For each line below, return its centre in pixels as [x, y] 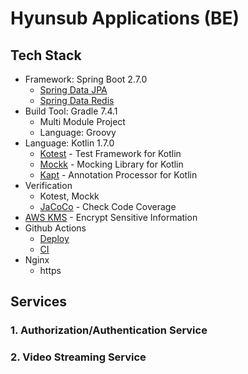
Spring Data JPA [73, 90]
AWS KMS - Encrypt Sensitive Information [111, 217]
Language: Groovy [78, 132]
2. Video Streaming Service [78, 357]
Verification [48, 185]
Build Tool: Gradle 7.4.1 [71, 111]
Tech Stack [46, 55]
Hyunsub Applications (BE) [125, 18]
